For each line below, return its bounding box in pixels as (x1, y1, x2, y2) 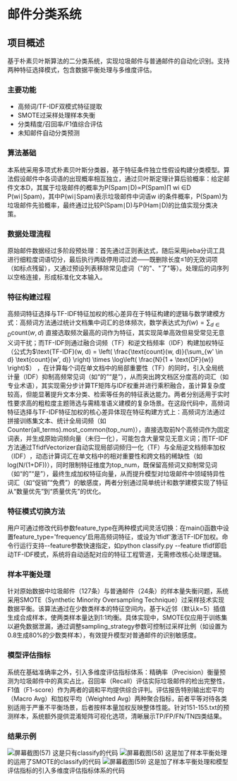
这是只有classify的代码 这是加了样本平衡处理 (52, 749, 227, 757)
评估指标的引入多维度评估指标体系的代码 (7, 766, 125, 775)
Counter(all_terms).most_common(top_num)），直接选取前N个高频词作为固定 (7, 425, 230, 434)
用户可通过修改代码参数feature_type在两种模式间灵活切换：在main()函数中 (7, 523, 224, 533)
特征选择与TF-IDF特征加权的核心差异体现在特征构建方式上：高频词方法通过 (7, 407, 226, 416)
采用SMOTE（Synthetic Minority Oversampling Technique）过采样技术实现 (7, 595, 225, 604)
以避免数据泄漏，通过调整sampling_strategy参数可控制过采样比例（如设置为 (7, 622, 228, 631)
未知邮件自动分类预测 (17, 128, 80, 138)
